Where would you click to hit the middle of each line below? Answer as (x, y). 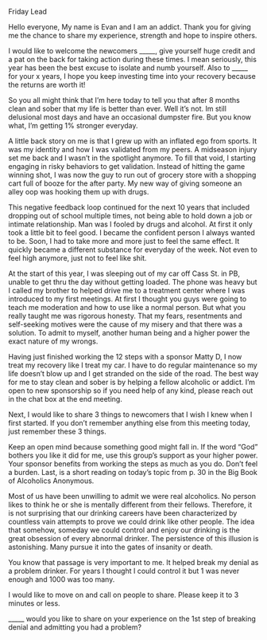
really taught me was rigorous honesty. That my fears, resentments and (125, 316)
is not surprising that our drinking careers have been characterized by (123, 513)
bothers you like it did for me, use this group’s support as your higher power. (133, 455)
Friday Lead (28, 12)
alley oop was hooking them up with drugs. (79, 192)
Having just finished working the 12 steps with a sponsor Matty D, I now (125, 357)
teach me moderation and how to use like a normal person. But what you (127, 307)
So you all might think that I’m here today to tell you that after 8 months (124, 100)
